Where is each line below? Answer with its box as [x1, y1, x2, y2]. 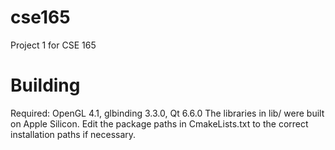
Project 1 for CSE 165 [10, 39, 97, 51]
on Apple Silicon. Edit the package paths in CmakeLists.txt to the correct [10, 117, 309, 130]
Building [10, 74, 81, 97]
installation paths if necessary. [10, 128, 137, 140]
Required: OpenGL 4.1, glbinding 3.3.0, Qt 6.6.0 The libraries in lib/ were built [10, 107, 325, 119]
